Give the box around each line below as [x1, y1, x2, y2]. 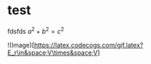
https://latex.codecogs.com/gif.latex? [33, 41, 144, 49]
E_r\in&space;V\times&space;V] [7, 48, 100, 57]
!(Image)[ [7, 41, 34, 49]
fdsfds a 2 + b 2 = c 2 [7, 26, 64, 36]
